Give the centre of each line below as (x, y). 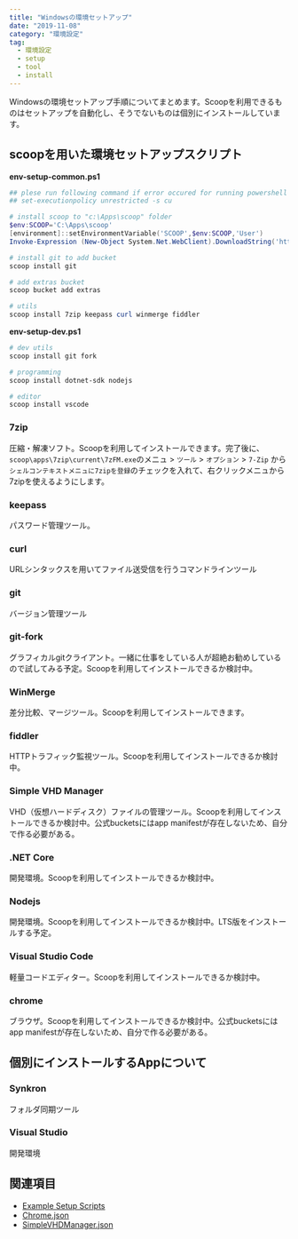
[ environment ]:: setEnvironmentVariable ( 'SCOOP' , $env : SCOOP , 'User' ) (137, 234)
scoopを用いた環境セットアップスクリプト (126, 155)
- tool (29, 68)
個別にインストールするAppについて (108, 1063)
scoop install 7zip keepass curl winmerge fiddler (105, 315)
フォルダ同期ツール (44, 1109)
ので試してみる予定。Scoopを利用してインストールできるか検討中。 (133, 668)
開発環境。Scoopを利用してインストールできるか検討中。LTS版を (129, 922)
